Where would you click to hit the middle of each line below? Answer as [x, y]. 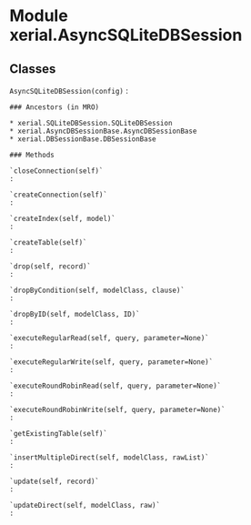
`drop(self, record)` [50, 267]
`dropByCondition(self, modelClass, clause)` [97, 290]
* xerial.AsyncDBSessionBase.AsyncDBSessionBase [103, 131]
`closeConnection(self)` [56, 171]
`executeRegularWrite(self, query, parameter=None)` [111, 362]
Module [39, 16]
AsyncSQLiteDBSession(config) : [69, 91]
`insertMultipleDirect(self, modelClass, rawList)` [109, 458]
